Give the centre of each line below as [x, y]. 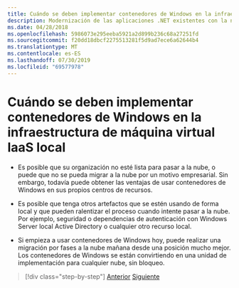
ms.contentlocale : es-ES [44, 54]
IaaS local [37, 147]
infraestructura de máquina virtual [111, 132]
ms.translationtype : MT [43, 47]
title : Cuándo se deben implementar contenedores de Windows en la [110, 14]
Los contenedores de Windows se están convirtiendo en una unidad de [122, 255]
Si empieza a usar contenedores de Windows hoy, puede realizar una [119, 240]
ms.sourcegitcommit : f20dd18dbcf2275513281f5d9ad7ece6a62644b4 [103, 41]
